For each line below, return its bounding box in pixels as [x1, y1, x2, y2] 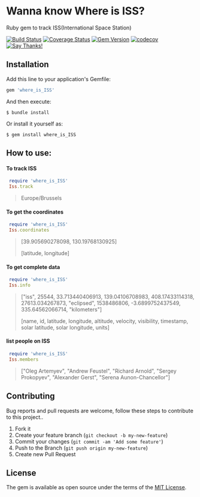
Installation [6, 59, 49, 70]
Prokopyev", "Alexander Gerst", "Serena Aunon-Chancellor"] [20, 373, 171, 381]
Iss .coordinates [8, 227, 50, 233]
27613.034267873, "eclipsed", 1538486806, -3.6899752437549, [20, 299, 181, 307]
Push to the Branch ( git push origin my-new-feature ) [14, 444, 149, 451]
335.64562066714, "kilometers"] [20, 306, 102, 313]
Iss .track [8, 184, 34, 190]
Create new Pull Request [14, 450, 76, 457]
